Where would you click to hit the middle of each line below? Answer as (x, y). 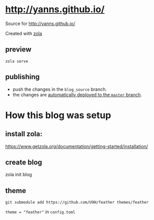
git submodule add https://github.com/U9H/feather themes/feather (77, 203)
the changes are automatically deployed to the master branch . (77, 94)
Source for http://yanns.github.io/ (40, 23)
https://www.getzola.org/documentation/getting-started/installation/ (77, 146)
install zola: (24, 134)
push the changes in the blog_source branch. (60, 89)
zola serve (17, 61)
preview (18, 50)
